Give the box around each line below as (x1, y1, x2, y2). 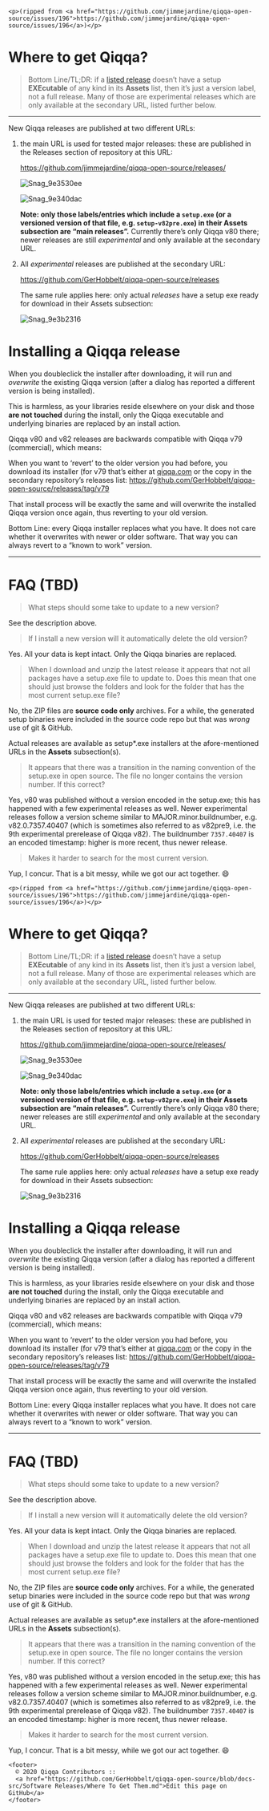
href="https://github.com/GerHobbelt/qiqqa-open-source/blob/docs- (26, 1775, 256, 1783)
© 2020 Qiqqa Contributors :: (15, 1768, 116, 1776)
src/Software (8, 1781, 52, 1790)
